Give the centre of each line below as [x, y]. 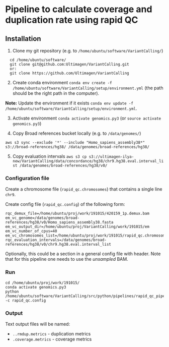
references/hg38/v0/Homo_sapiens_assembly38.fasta [59, 222]
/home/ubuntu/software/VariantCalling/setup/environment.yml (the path [88, 88]
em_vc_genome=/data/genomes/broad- [43, 218]
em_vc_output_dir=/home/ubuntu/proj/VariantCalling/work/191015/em [77, 227]
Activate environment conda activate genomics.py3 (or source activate [87, 118]
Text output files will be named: [38, 324]
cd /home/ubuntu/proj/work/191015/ [43, 283]
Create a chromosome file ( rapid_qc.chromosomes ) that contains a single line [84, 189]
